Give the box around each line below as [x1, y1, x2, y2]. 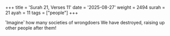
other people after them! [5, 25, 57, 31]
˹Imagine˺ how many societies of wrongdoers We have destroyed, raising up [5, 20, 165, 25]
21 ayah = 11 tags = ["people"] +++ [5, 10, 78, 16]
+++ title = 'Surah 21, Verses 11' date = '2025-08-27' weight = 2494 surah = [5, 5, 165, 10]
